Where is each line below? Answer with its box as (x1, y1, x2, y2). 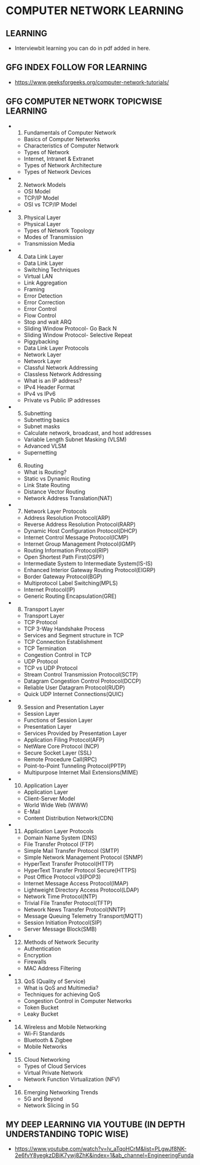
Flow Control (23, 312, 56, 319)
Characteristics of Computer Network (23, 142, 119, 149)
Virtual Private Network (23, 1069, 83, 1076)
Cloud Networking (23, 1056, 70, 1063)
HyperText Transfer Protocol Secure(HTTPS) (23, 866, 137, 874)
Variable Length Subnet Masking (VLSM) (23, 436, 127, 443)
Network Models (23, 181, 66, 188)
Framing (23, 285, 45, 292)
